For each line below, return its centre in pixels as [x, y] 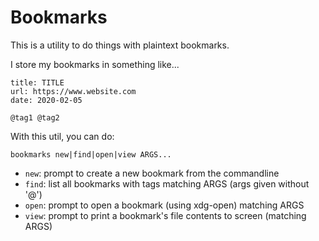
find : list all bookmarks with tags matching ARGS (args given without [167, 183]
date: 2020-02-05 [46, 100]
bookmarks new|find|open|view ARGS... [91, 154]
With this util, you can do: [62, 136]
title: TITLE [37, 82]
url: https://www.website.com [73, 91]
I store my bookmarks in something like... [95, 64]
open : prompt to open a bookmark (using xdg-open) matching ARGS [164, 205]
